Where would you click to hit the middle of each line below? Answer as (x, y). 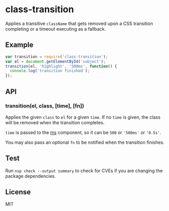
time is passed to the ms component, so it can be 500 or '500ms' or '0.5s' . (83, 132)
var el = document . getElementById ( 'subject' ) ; (55, 61)
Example (19, 45)
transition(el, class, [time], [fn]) (45, 106)
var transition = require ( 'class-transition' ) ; (57, 57)
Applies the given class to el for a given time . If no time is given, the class (83, 117)
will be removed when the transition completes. (55, 122)
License (18, 192)
